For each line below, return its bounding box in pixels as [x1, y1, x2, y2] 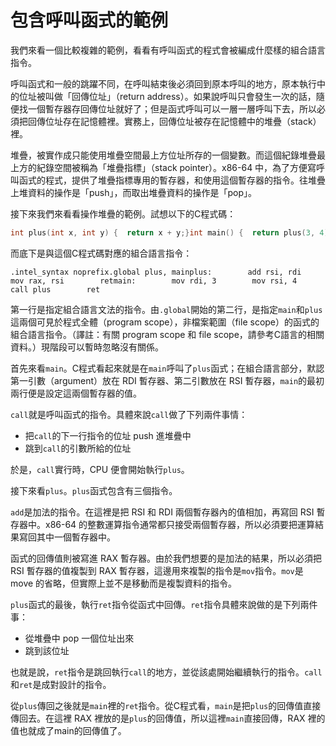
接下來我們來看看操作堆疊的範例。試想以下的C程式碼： [10, 207, 237, 220]
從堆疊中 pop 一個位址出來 [24, 632, 135, 644]
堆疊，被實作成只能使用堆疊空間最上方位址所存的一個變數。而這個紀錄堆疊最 [10, 149, 326, 161]
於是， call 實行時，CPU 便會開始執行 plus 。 [10, 463, 190, 475]
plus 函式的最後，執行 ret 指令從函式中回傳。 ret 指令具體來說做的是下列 [10, 598, 301, 610]
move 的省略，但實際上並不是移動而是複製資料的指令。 [10, 577, 238, 589]
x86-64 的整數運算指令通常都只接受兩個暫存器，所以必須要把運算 [44, 518, 316, 530]
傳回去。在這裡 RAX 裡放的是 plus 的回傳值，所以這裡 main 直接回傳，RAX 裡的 [10, 712, 326, 724]
